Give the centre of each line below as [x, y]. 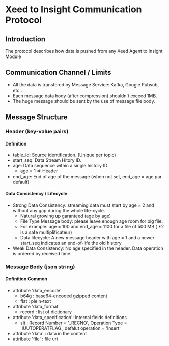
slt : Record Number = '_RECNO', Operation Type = [74, 323]
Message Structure [36, 117]
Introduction [25, 39]
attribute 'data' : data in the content [50, 333]
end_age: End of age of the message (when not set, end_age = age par [87, 177]
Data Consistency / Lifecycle [36, 193]
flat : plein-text [36, 301]
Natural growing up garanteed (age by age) [65, 216]
